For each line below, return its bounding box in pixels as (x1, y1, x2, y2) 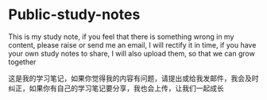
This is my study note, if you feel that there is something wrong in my (8, 32, 234, 41)
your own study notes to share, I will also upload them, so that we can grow (8, 48, 256, 58)
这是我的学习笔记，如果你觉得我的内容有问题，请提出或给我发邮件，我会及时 (8, 73, 259, 83)
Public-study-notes (8, 6, 141, 24)
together (8, 57, 37, 67)
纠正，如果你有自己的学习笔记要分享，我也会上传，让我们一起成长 (8, 83, 224, 93)
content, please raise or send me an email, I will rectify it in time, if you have (8, 40, 257, 49)
